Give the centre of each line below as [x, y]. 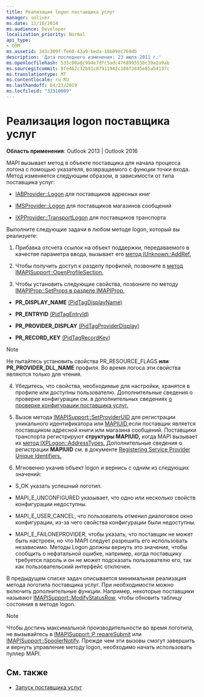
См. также [27, 673]
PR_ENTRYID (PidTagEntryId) [52, 314]
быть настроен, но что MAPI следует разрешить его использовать [101, 540]
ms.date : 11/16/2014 [32, 23]
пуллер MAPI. [24, 653]
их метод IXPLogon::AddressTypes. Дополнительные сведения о [98, 443]
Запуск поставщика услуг [49, 687]
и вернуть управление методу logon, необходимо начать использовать [99, 647]
